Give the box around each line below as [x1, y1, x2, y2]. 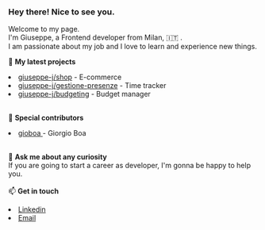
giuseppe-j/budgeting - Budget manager [18, 90, 151, 99]
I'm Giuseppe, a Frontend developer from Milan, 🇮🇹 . [8, 33, 182, 42]
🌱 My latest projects [8, 57, 76, 67]
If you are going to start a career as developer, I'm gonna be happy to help [8, 161, 252, 171]
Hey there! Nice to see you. [8, 6, 115, 17]
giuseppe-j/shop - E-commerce [18, 72, 122, 82]
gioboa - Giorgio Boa [18, 128, 86, 138]
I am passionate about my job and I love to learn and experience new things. [8, 42, 258, 52]
